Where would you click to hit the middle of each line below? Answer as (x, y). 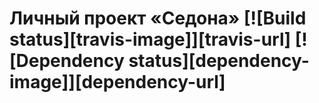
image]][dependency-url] (117, 82)
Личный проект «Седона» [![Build (158, 18)
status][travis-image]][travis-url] (150, 39)
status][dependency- (219, 61)
